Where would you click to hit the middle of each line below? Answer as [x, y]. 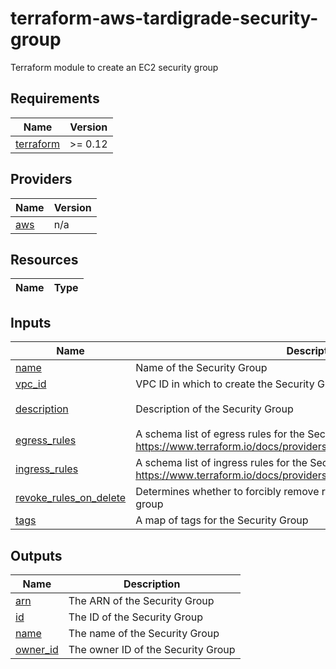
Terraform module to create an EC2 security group [114, 67]
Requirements [55, 98]
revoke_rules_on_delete [71, 498]
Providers [41, 179]
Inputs [31, 322]
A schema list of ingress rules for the [221, 463]
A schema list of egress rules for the [220, 434]
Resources [44, 259]
